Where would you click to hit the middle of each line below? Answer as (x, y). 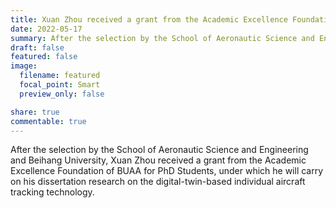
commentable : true (48, 121)
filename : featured (60, 76)
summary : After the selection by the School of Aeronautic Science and (162, 38)
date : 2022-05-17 (46, 29)
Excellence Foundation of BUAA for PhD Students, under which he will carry (167, 171)
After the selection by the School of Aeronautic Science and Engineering (159, 150)
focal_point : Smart (60, 85)
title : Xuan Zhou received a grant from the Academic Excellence (149, 19)
